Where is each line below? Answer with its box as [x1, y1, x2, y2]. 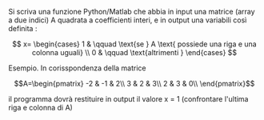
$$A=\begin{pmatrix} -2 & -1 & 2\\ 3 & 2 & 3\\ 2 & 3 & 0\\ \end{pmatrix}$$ [14, 79, 255, 88]
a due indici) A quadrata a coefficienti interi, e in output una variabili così [8, 15, 247, 25]
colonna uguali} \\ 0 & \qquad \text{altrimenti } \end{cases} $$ [31, 48, 238, 57]
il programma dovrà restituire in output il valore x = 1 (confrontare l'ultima [8, 94, 249, 103]
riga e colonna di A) [8, 103, 74, 112]
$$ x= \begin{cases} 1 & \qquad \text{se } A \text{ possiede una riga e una [11, 39, 258, 49]
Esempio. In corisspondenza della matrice [8, 63, 146, 73]
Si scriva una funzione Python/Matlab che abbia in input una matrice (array [8, 7, 255, 16]
